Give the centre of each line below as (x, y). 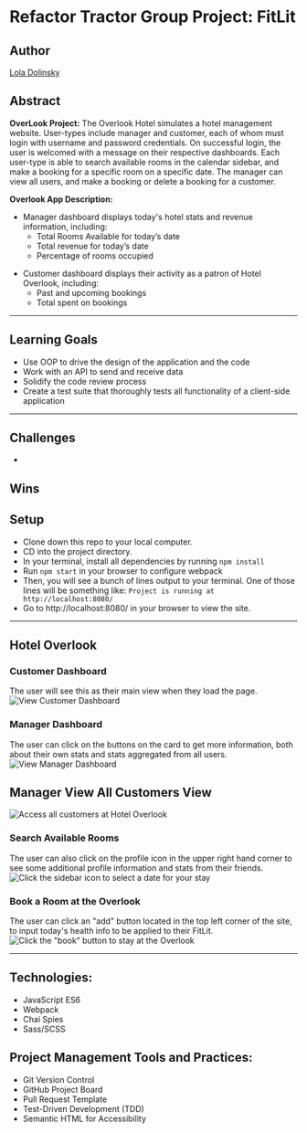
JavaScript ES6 (52, 1000)
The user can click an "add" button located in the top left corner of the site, (151, 921)
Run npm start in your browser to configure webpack (122, 571)
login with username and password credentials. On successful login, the (145, 143)
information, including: (65, 227)
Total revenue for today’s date (92, 246)
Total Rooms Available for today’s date (108, 236)
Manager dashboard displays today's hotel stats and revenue (138, 217)
